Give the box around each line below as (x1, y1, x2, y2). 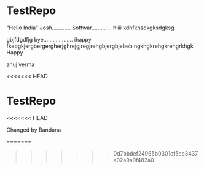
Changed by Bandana (6, 126, 61, 133)
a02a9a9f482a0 (113, 156, 155, 163)
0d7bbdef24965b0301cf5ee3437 (113, 149, 198, 157)
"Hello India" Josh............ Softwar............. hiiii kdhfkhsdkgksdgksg (6, 24, 175, 31)
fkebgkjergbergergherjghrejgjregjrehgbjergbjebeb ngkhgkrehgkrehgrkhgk (6, 42, 194, 50)
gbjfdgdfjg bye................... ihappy (6, 36, 92, 43)
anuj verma (6, 61, 35, 68)
